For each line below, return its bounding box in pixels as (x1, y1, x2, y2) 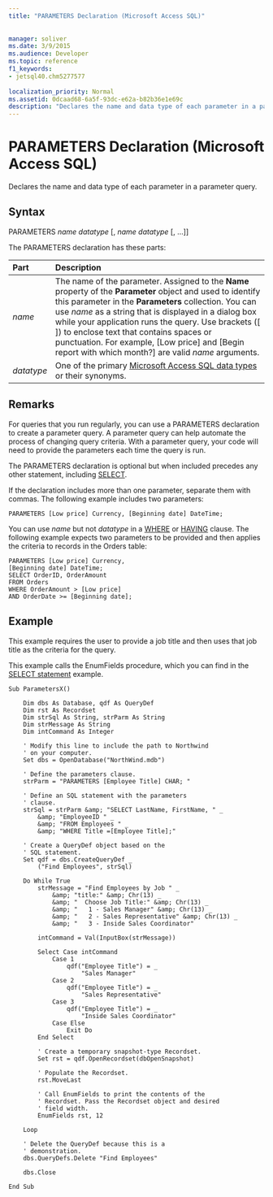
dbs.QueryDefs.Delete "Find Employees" (23, 1154, 158, 1162)
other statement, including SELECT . (8, 469, 128, 479)
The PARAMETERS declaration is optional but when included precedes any (8, 461, 258, 471)
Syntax (8, 205, 45, 219)
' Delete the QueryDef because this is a (23, 1139, 165, 1148)
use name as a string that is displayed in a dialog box (55, 306, 258, 317)
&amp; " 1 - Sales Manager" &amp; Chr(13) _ (51, 905, 213, 913)
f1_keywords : (8, 65, 53, 73)
